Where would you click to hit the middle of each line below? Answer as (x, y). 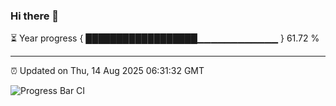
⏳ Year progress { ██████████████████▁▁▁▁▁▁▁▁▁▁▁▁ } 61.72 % (165, 38)
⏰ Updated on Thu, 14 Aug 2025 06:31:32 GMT (107, 71)
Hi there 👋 (35, 16)
